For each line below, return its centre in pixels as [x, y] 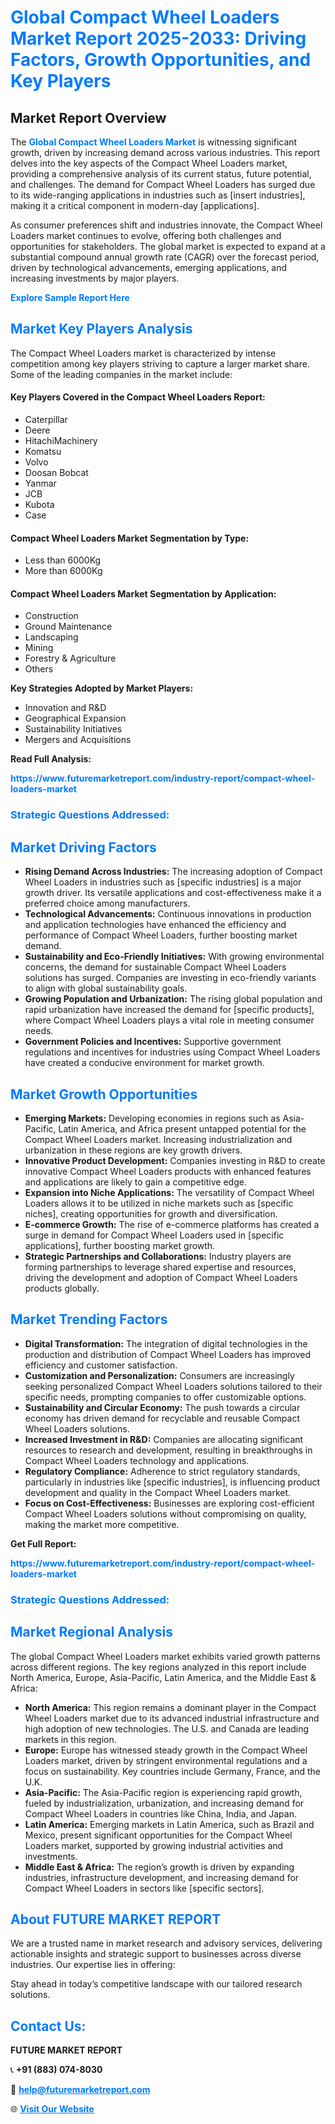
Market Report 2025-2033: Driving [158, 38]
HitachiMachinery [61, 441]
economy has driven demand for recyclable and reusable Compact [162, 1418]
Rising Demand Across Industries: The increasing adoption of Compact [173, 872]
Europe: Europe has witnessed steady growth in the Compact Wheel [166, 1750]
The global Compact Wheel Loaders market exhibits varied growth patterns [165, 1656]
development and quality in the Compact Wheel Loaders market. [158, 1492]
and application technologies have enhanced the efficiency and [155, 925]
